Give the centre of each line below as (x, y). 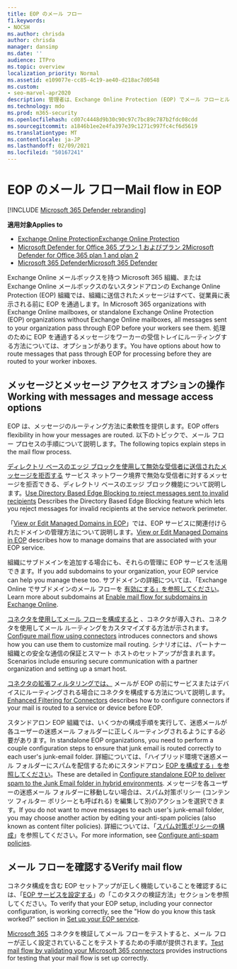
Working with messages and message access (110, 397)
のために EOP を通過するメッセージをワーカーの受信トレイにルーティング (114, 336)
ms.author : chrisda (36, 34)
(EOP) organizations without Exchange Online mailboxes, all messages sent (117, 319)
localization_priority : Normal (53, 73)
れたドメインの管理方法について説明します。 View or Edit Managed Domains (118, 532)
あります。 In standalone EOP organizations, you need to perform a (116, 740)
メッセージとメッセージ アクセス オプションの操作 (116, 385)
